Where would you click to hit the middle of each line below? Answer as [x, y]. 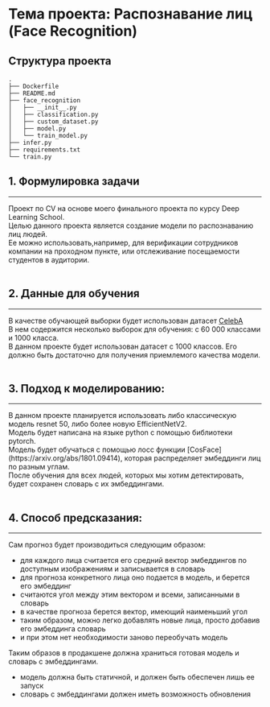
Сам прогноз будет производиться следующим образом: [107, 545]
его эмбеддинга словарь [63, 629]
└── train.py [30, 157]
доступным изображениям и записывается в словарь [112, 569]
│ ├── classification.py [53, 114]
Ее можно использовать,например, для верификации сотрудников [123, 242]
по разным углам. [39, 467]
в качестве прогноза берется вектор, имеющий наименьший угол [133, 612]
